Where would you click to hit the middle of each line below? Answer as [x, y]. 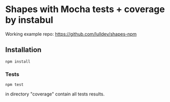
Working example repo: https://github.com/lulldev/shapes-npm [71, 34]
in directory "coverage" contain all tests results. [55, 94]
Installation [23, 50]
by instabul [29, 20]
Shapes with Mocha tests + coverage [85, 9]
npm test [14, 85]
